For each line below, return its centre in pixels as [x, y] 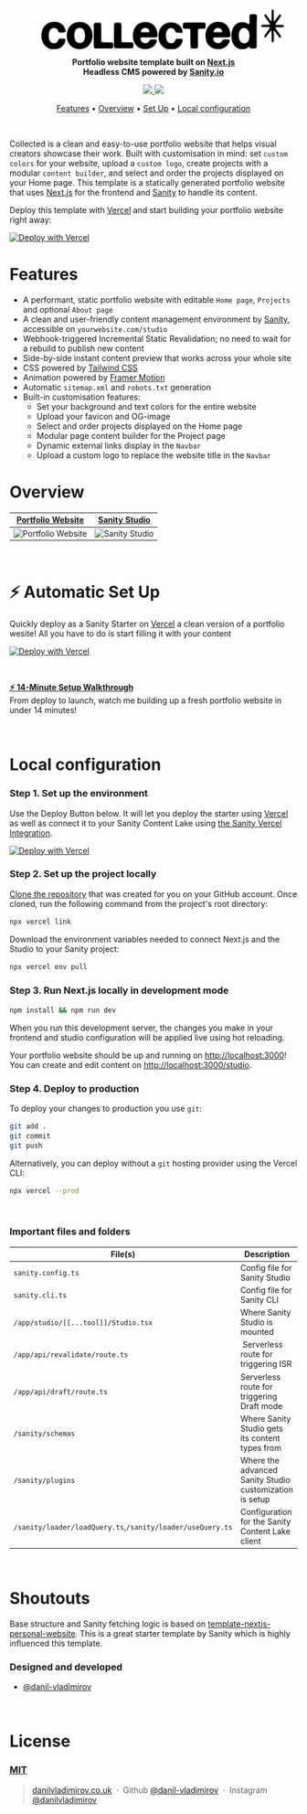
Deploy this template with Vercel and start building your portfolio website [146, 210]
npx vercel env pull [49, 966]
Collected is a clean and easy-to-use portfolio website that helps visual [143, 144]
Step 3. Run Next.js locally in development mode [119, 990]
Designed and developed [66, 1667]
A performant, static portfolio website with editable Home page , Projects [156, 299]
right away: [31, 220]
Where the [260, 1461]
